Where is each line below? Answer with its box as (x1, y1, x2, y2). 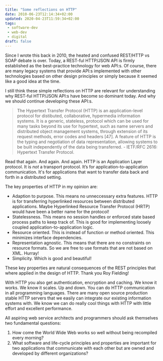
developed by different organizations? (12, 350, 89, 356)
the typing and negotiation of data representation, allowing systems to (17, 139, 158, 145)
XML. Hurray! (12, 250, 39, 256)
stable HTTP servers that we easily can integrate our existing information (5, 295, 152, 301)
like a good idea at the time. (5, 78, 61, 84)
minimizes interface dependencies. (12, 234, 83, 240)
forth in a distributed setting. (5, 174, 62, 180)
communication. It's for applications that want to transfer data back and (5, 169, 149, 175)
